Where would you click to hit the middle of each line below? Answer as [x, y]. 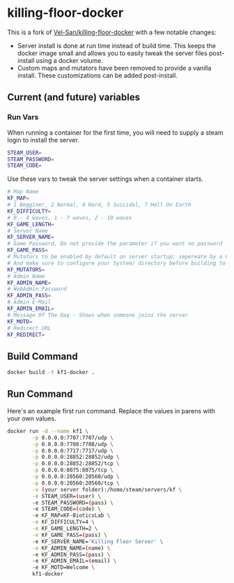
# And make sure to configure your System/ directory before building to [117, 263]
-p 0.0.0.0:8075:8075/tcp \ [73, 470]
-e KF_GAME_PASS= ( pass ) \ [70, 535]
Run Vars [23, 117]
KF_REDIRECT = [26, 334]
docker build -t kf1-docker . [51, 372]
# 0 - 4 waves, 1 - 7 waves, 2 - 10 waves [70, 218]
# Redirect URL [29, 328]
